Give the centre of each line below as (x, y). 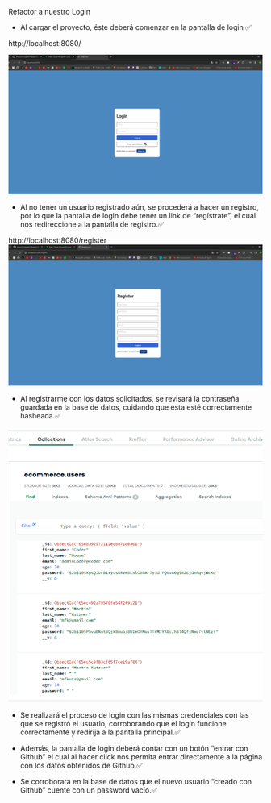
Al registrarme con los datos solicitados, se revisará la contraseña (129, 398)
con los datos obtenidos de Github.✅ (81, 766)
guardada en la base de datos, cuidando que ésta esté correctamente (136, 407)
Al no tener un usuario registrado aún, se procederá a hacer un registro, (140, 207)
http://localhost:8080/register (58, 240)
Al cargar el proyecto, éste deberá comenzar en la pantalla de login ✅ (135, 27)
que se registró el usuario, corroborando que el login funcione (123, 724)
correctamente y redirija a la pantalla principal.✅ (100, 732)
